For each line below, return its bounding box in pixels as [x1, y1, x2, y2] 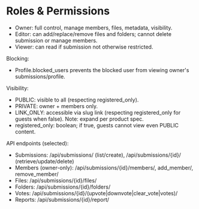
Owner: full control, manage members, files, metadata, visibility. [14, 24, 173, 31]
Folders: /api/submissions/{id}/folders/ [14, 183, 111, 190]
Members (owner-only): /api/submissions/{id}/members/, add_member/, [14, 164, 194, 171]
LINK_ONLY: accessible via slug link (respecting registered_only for [14, 109, 181, 116]
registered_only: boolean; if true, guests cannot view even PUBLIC [14, 121, 179, 129]
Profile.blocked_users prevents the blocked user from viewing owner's [14, 66, 189, 73]
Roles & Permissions [6, 4, 110, 18]
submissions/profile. [14, 73, 66, 80]
